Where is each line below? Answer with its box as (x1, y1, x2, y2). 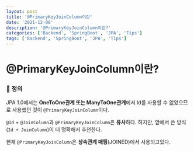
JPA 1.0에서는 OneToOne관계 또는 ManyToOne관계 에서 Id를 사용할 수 (6, 99, 168, 106)
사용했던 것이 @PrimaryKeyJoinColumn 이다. (12, 106, 110, 114)
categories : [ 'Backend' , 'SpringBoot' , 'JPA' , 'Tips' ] (6, 30, 143, 36)
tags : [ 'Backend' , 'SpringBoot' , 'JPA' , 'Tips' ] (6, 36, 127, 41)
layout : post (6, 8, 38, 15)
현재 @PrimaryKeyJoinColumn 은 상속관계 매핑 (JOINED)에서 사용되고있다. (6, 138, 171, 146)
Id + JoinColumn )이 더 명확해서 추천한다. (8, 126, 102, 133)
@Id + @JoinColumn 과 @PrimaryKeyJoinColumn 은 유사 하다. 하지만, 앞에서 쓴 (6, 119, 175, 126)
